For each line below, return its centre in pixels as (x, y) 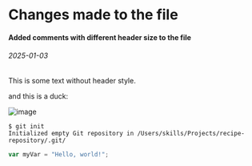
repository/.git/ (37, 140)
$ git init (26, 126)
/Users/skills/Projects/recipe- (191, 133)
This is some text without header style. (72, 80)
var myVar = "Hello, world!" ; (59, 154)
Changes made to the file (93, 15)
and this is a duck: (38, 96)
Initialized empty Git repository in (71, 133)
